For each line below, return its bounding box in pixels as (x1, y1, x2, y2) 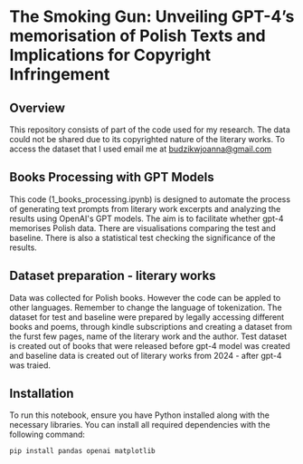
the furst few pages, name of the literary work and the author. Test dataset (9, 331, 288, 342)
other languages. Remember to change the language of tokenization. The (9, 302, 282, 313)
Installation (9, 386, 74, 401)
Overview (9, 100, 66, 115)
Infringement (9, 64, 110, 85)
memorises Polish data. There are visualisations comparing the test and (9, 222, 276, 233)
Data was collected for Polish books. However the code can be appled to (9, 292, 281, 303)
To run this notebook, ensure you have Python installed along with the (9, 410, 270, 420)
